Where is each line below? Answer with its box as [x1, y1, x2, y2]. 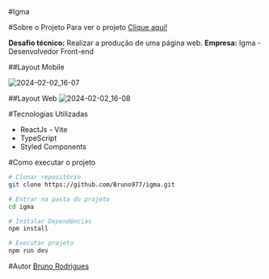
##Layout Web [8, 94, 57, 103]
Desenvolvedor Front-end [8, 47, 95, 56]
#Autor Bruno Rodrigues [8, 261, 90, 271]
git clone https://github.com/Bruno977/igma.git [8, 181, 175, 189]
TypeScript [19, 133, 57, 143]
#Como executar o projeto [8, 157, 96, 167]
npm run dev [8, 247, 48, 255]
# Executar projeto [8, 239, 74, 248]
